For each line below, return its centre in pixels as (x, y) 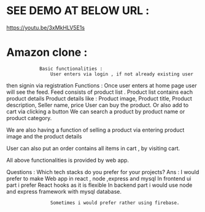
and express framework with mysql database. (64, 191)
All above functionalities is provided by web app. (68, 160)
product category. (29, 118)
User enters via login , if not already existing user (122, 74)
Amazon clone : (47, 52)
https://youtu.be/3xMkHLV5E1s (45, 28)
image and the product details (44, 136)
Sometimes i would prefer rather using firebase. (115, 203)
